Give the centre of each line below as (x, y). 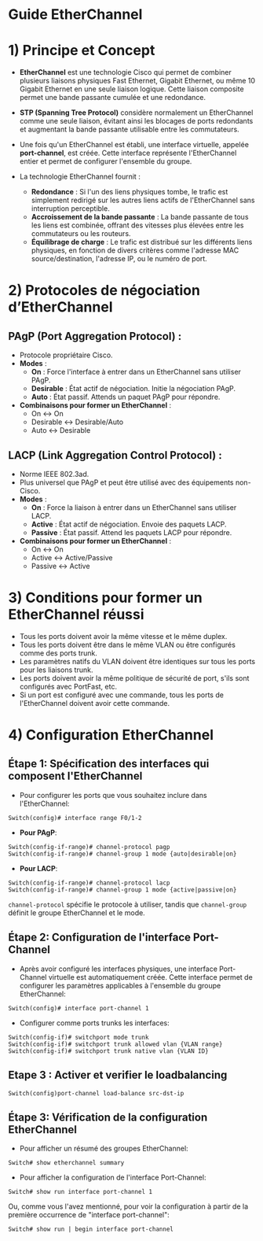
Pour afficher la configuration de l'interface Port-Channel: (113, 1177)
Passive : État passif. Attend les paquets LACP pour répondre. (131, 532)
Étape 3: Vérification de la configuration (108, 1117)
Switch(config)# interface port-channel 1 (79, 1008)
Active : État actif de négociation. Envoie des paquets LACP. (129, 524)
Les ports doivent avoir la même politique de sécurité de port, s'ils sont (134, 678)
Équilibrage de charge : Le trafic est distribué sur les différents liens (142, 242)
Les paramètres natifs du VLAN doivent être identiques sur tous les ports (137, 661)
